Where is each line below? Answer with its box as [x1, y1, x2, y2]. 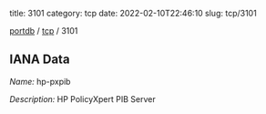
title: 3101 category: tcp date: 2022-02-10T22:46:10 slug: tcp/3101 [9, 8, 257, 18]
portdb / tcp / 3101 [9, 26, 78, 36]
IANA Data [9, 52, 70, 67]
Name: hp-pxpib [9, 76, 71, 87]
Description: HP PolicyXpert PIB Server [9, 93, 157, 104]
